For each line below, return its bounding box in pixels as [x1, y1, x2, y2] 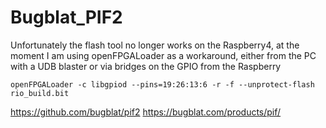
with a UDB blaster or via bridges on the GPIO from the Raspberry [10, 60, 282, 72]
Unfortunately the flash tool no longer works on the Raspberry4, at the [10, 39, 300, 51]
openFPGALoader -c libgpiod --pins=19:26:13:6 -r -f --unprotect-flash [10, 79, 315, 90]
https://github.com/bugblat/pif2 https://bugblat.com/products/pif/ [10, 106, 282, 118]
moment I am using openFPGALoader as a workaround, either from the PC [10, 49, 317, 61]
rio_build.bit [10, 88, 70, 98]
